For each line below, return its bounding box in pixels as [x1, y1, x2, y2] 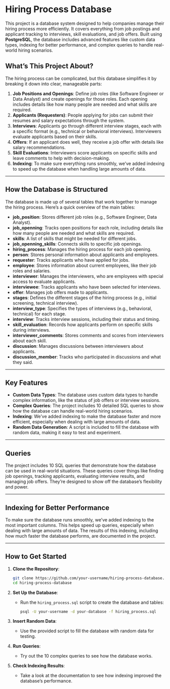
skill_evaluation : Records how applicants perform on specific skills [12, 321, 153, 328]
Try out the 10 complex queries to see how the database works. [20, 653, 153, 659]
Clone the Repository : [12, 565, 60, 572]
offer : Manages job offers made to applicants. [12, 289, 109, 295]
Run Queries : [12, 643, 41, 649]
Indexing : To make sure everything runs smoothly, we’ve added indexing [12, 160, 165, 167]
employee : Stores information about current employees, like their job [12, 262, 157, 268]
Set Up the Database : [12, 589, 58, 595]
